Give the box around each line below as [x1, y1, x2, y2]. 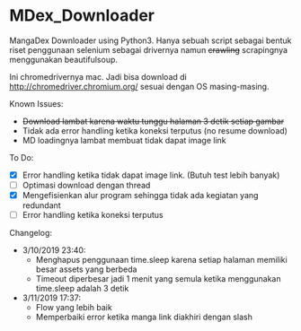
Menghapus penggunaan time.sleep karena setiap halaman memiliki [35, 255, 288, 266]
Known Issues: [9, 98, 64, 109]
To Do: [9, 152, 34, 162]
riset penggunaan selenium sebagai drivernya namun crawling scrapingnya [9, 44, 288, 55]
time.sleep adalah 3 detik [35, 283, 129, 294]
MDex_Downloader [9, 5, 155, 26]
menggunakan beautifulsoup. [9, 54, 119, 65]
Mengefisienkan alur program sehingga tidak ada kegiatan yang [22, 190, 259, 201]
